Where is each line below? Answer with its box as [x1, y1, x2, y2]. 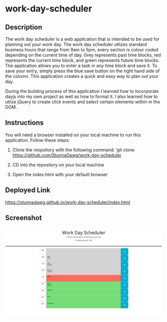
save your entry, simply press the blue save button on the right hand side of [5, 68, 160, 74]
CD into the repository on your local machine [12, 162, 104, 168]
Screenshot [5, 214, 42, 222]
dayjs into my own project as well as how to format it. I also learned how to [5, 93, 158, 99]
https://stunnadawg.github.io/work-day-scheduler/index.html [5, 199, 130, 205]
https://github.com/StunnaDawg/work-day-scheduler [12, 152, 122, 158]
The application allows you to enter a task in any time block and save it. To [5, 63, 158, 68]
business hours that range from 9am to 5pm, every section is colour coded [5, 47, 159, 52]
